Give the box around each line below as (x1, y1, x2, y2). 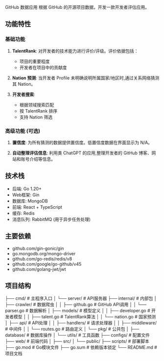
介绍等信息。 (29, 156, 55, 162)
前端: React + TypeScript (12, 204, 63, 210)
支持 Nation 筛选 (19, 114, 53, 120)
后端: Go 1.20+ (12, 186, 42, 192)
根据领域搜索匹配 (19, 102, 54, 108)
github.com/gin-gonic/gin (12, 245, 64, 251)
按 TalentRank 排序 (19, 108, 58, 114)
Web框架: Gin (12, 192, 40, 197)
